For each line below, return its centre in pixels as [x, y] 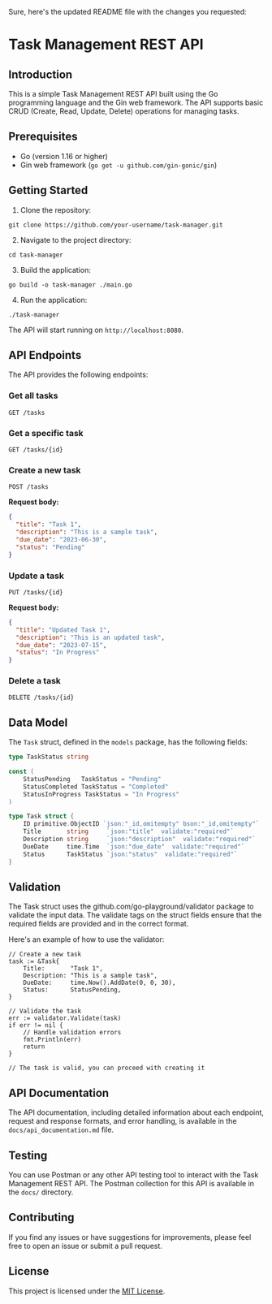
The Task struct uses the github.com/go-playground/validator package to [131, 907]
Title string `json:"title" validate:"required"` [128, 831]
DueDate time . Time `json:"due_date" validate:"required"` [134, 846]
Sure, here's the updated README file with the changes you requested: [128, 12]
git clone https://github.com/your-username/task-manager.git [116, 225]
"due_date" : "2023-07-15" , [61, 645]
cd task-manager [36, 255]
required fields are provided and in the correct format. [99, 924]
